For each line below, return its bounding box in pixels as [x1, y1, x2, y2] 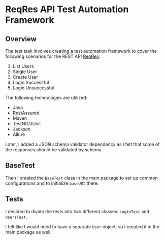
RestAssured [12, 110, 40, 116]
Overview [5, 35, 37, 43]
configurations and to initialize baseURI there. [5, 180, 99, 186]
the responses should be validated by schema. [5, 147, 103, 153]
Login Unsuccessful [12, 85, 55, 91]
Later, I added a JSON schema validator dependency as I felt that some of [5, 141, 160, 147]
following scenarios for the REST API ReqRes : [5, 53, 101, 59]
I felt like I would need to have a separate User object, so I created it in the [5, 223, 160, 229]
